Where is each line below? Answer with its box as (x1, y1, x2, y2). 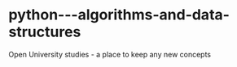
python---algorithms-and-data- (8, 6, 230, 24)
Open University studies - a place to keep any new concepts (8, 49, 212, 59)
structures (8, 23, 81, 41)
